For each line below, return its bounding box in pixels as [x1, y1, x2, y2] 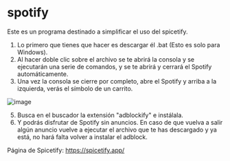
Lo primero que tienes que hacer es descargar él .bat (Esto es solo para [16, 40, 220, 49]
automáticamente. [16, 70, 69, 78]
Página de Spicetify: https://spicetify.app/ [7, 146, 125, 154]
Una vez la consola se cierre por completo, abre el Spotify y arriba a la [16, 77, 217, 85]
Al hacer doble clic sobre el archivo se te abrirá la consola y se [16, 55, 195, 63]
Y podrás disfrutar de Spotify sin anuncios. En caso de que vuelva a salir [16, 118, 223, 126]
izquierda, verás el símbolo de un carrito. [16, 84, 133, 92]
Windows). [16, 48, 48, 56]
